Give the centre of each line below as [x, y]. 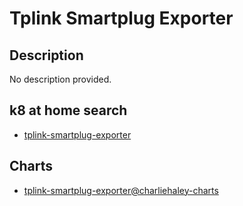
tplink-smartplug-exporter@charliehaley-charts [121, 190]
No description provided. [60, 79]
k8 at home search [68, 110]
